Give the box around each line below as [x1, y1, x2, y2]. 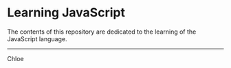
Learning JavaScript [7, 5, 126, 21]
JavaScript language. [7, 34, 67, 43]
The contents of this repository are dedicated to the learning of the [7, 27, 197, 36]
